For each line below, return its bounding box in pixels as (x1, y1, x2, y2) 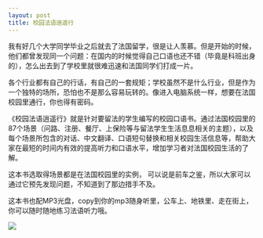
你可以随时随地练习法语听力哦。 (8, 205, 111, 215)
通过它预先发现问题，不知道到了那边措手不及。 (8, 179, 159, 189)
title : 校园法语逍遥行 (8, 19, 75, 27)
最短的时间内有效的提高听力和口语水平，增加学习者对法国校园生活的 (21, 142, 242, 153)
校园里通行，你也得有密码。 (8, 97, 98, 106)
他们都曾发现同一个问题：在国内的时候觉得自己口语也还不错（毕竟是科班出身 (8, 51, 256, 60)
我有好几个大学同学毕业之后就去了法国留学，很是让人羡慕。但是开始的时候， (8, 41, 256, 51)
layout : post (8, 11, 51, 20)
